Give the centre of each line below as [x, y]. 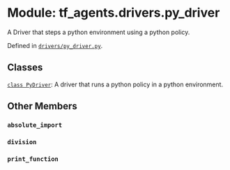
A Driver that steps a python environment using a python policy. [99, 32]
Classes [25, 68]
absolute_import [35, 125]
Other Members [43, 106]
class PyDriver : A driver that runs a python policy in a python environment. [115, 84]
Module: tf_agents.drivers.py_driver [114, 13]
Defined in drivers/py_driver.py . [55, 45]
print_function [33, 159]
